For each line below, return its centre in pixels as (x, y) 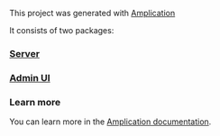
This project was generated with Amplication (92, 13)
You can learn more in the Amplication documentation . (110, 122)
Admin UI (30, 77)
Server (25, 53)
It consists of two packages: (62, 30)
